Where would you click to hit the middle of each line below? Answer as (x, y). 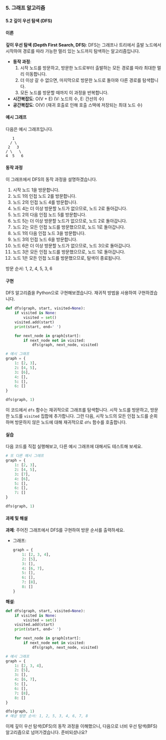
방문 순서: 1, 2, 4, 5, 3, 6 (29, 269)
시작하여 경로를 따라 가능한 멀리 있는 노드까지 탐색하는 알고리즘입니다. (73, 51)
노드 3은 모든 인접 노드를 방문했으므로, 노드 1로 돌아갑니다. (69, 252)
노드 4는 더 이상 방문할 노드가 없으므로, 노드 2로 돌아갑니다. (70, 209)
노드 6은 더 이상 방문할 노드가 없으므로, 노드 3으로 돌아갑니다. (72, 246)
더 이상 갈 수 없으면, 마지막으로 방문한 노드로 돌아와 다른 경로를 (81, 80)
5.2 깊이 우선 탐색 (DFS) (29, 20)
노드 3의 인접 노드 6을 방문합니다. (45, 239)
